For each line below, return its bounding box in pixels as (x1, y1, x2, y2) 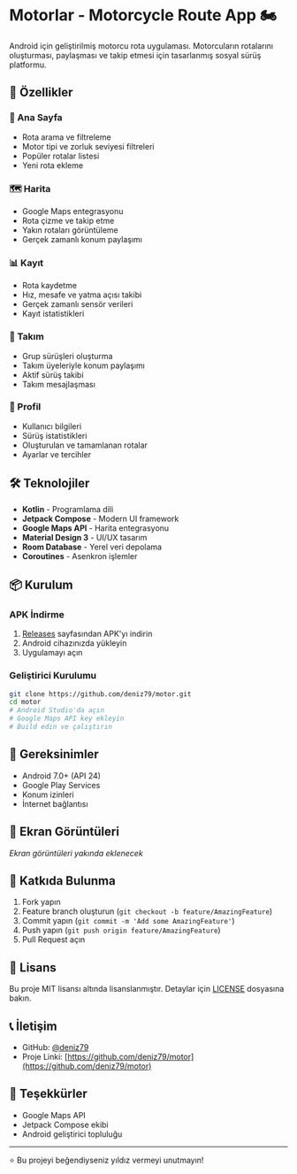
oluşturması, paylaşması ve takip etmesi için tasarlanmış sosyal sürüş (9, 50, 262, 60)
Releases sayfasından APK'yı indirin (21, 628, 153, 640)
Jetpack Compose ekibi (21, 1119, 109, 1130)
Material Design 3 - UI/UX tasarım (21, 532, 148, 542)
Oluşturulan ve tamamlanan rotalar (21, 440, 148, 450)
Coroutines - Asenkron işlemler (21, 550, 138, 561)
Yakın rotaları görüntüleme (21, 225, 119, 235)
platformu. (9, 59, 47, 70)
